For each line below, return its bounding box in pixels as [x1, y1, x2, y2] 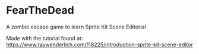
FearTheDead [6, 4, 74, 17]
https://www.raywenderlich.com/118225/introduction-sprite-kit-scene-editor [6, 41, 193, 48]
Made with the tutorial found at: [6, 34, 83, 42]
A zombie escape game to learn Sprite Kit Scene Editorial [6, 23, 147, 30]
